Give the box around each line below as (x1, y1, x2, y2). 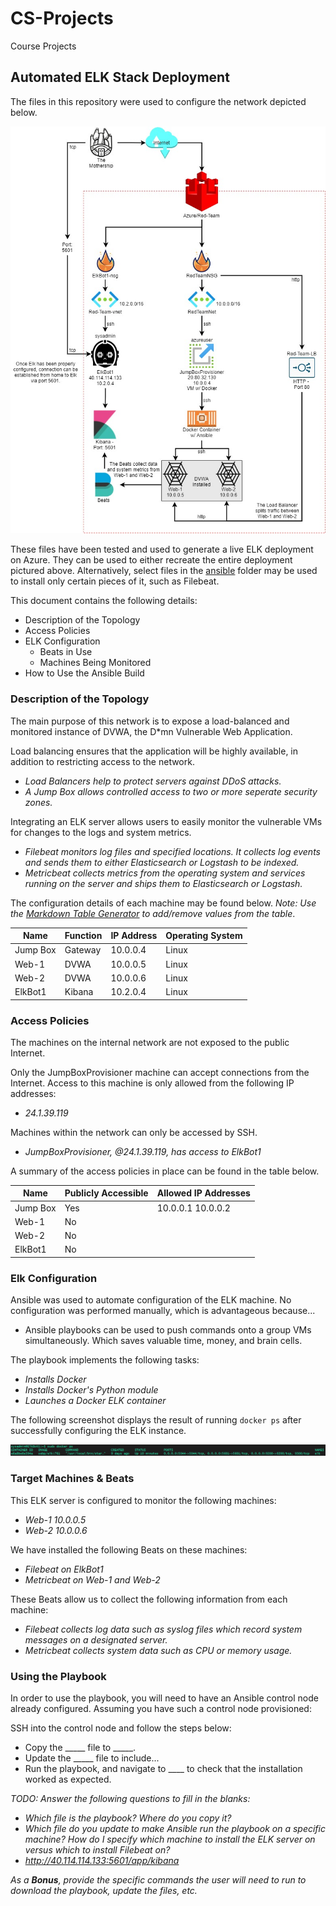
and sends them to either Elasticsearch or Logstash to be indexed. (24, 856, 300, 868)
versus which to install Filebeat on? (24, 1844, 171, 1856)
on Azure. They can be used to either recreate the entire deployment (10, 554, 293, 566)
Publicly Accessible (64, 1187, 149, 1199)
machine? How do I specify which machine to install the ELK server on (24, 1833, 316, 1846)
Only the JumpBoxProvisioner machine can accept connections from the (10, 1066, 310, 1078)
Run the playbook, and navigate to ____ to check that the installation (24, 1763, 303, 1775)
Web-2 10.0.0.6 (24, 1524, 88, 1536)
